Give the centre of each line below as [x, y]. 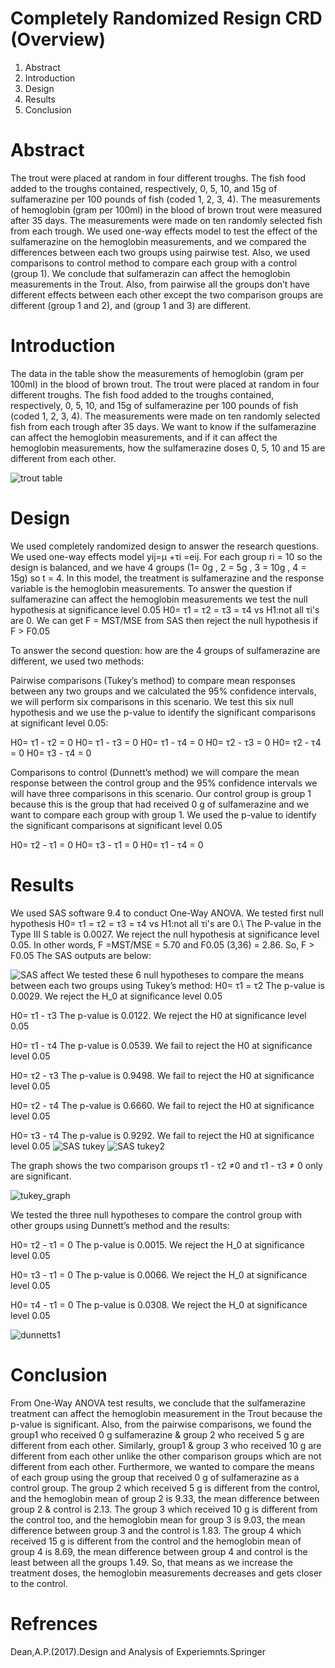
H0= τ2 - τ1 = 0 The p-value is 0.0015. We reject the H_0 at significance [157, 1244]
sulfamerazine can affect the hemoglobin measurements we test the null [159, 599]
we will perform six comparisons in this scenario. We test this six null [152, 701]
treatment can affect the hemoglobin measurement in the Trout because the [166, 1413]
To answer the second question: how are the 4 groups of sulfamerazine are [165, 650]
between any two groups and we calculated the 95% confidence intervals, [163, 691]
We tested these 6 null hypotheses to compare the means [185, 974]
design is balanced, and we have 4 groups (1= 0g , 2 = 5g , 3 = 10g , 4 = [158, 567]
